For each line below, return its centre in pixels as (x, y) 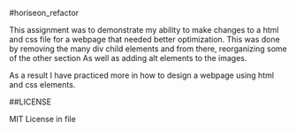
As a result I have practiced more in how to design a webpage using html (142, 75)
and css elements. (42, 85)
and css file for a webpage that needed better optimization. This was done (144, 39)
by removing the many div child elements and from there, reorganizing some (148, 49)
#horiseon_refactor (44, 13)
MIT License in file (43, 119)
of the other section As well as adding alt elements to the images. (128, 58)
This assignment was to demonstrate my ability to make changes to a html (144, 30)
